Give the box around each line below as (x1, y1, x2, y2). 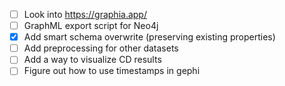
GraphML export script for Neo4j (23, 20, 159, 32)
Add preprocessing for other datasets (23, 42, 179, 54)
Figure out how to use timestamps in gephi (23, 65, 201, 77)
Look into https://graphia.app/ (23, 9, 147, 20)
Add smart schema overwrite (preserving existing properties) (23, 31, 276, 43)
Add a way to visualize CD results (23, 54, 162, 66)
